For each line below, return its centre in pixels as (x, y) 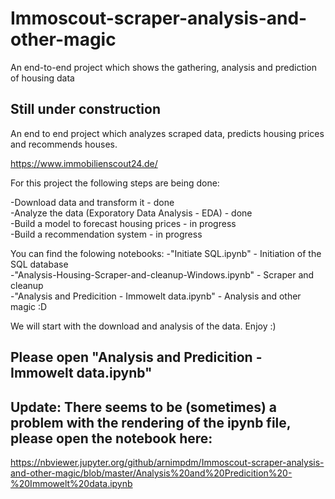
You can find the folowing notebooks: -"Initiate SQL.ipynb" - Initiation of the (166, 253)
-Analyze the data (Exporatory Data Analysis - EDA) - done (131, 213)
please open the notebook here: (111, 438)
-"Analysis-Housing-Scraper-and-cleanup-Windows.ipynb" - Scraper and (162, 274)
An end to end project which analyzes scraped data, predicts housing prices (167, 133)
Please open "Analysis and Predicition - (136, 357)
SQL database (39, 264)
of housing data (42, 78)
